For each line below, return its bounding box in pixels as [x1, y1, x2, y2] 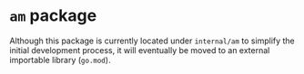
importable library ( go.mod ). [9, 54, 111, 65]
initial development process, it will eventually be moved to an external [9, 44, 270, 55]
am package [9, 5, 97, 26]
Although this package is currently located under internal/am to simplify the [9, 35, 296, 46]
